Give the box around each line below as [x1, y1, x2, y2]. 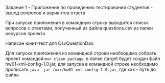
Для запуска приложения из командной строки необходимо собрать [5, 50, 157, 56]
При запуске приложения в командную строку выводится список [5, 20, 149, 25]
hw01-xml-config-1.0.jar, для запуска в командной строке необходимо [5, 61, 158, 67]
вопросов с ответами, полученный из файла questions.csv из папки [5, 25, 153, 31]
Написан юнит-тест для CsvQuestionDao [5, 40, 93, 46]
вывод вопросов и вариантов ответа [5, 10, 85, 16]
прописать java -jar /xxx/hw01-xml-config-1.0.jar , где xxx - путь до [5, 66, 156, 72]
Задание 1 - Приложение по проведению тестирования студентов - [5, 5, 153, 10]
